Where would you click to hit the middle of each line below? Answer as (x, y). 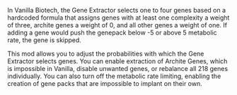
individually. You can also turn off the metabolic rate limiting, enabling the (114, 76)
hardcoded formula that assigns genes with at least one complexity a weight (118, 18)
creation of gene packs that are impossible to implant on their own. (105, 83)
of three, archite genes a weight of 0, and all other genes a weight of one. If (117, 25)
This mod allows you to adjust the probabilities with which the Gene (106, 53)
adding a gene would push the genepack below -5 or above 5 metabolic (112, 32)
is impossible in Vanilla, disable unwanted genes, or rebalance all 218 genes (118, 69)
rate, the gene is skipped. (44, 40)
